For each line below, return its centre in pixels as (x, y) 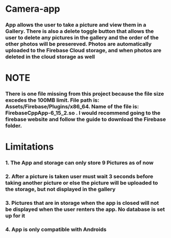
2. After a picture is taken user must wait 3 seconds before (79, 177)
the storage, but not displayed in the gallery (60, 189)
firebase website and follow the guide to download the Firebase (86, 120)
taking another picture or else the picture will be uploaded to (82, 183)
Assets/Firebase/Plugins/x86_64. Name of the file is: (72, 107)
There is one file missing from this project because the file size (85, 94)
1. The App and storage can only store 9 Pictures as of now (80, 163)
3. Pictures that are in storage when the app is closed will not (82, 203)
